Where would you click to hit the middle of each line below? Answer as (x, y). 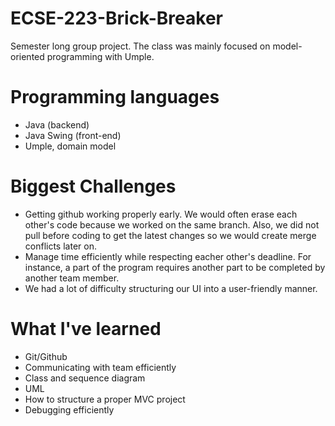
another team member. (72, 278)
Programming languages (115, 97)
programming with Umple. (100, 56)
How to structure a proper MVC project (105, 399)
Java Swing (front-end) (73, 135)
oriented (27, 56)
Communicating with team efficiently (100, 367)
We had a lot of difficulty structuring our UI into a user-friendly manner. (171, 288)
